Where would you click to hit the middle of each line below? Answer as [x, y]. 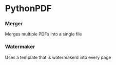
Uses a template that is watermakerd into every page [58, 57]
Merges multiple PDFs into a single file [44, 34]
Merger [14, 24]
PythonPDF [29, 8]
